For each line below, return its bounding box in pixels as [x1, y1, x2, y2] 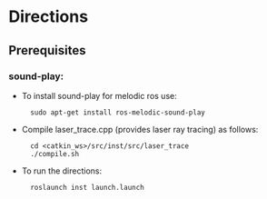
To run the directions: [21, 165, 103, 176]
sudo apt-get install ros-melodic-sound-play [30, 107, 205, 117]
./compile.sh [30, 149, 80, 158]
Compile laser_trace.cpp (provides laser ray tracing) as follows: [21, 124, 259, 134]
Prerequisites [8, 43, 86, 58]
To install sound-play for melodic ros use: [21, 90, 178, 101]
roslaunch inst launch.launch [30, 183, 144, 192]
